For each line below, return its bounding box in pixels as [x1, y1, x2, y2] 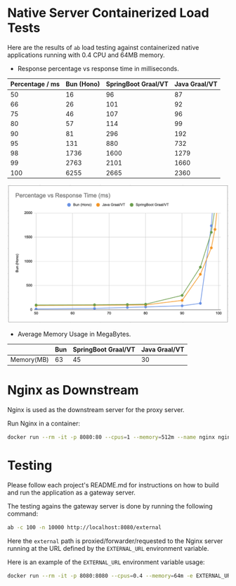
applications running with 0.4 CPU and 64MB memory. [7, 51, 165, 59]
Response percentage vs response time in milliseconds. [17, 64, 179, 73]
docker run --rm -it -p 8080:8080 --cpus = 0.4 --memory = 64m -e [7, 572, 193, 579]
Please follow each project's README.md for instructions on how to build [7, 480, 219, 489]
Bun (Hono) [65, 80, 100, 89]
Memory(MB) [10, 356, 49, 364]
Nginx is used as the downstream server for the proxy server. [7, 405, 185, 413]
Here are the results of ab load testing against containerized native [7, 43, 199, 51]
